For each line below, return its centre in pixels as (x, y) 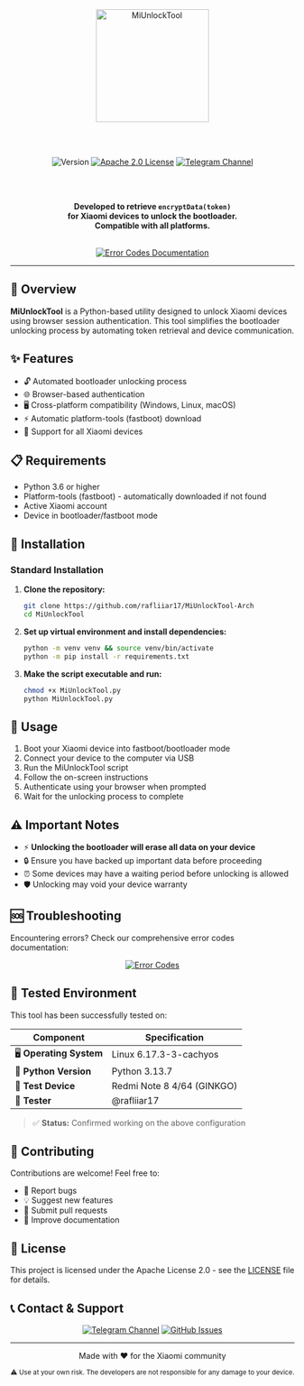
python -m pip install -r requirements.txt (106, 656)
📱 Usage (34, 727)
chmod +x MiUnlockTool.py (72, 690)
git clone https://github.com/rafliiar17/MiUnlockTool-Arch (138, 606)
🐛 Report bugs (50, 1191)
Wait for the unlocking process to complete (103, 797)
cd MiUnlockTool (54, 614)
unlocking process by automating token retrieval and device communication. (152, 330)
